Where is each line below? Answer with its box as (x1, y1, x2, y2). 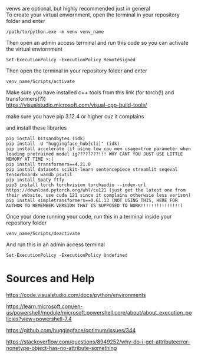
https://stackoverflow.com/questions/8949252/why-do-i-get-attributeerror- (6, 338, 190, 345)
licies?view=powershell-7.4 (6, 315, 72, 322)
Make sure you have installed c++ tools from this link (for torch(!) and (6, 89, 174, 96)
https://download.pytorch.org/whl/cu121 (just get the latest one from (6, 187, 186, 193)
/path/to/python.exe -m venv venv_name (6, 29, 104, 35)
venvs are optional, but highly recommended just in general (6, 5, 150, 12)
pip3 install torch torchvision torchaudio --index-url (6, 182, 146, 188)
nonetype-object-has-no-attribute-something (6, 344, 117, 351)
